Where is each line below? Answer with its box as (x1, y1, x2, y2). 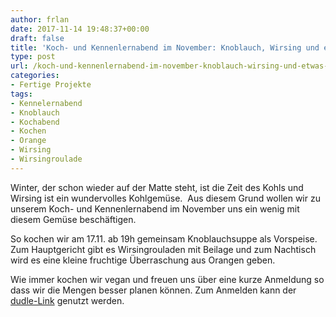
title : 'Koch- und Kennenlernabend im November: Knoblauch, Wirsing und (10, 42, 320, 53)
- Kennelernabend (10, 98, 83, 108)
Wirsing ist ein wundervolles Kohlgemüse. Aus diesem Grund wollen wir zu (10, 192, 321, 204)
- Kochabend (10, 117, 60, 127)
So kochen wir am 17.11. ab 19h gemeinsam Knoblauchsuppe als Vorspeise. (10, 232, 318, 245)
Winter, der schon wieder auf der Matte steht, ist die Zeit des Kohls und (10, 181, 304, 193)
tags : (10, 89, 33, 99)
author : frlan (10, 14, 70, 25)
